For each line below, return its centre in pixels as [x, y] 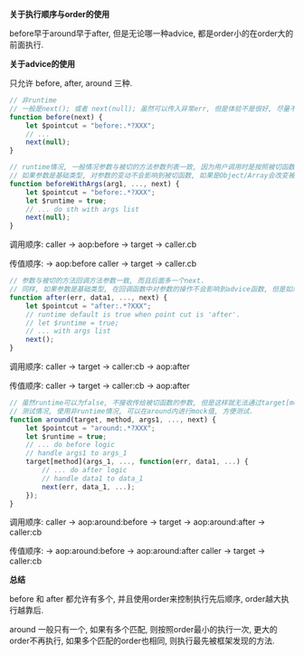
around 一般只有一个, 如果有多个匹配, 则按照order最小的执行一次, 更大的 [143, 630]
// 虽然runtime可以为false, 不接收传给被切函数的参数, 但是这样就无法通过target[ [150, 403]
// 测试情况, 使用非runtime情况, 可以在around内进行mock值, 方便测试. [132, 411]
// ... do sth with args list [83, 209]
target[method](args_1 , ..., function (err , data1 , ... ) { [137, 462]
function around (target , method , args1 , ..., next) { [113, 420]
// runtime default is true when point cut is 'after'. [133, 314]
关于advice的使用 [42, 64]
